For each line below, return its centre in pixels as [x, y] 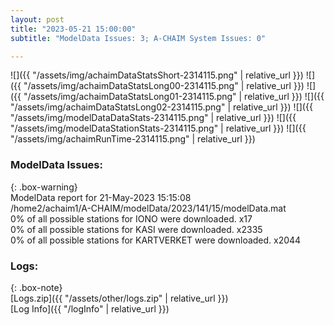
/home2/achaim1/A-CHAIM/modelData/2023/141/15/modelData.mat [148, 208]
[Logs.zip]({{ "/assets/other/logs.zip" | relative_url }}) [119, 298]
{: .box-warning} [44, 187]
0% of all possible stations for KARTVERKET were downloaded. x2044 [156, 240]
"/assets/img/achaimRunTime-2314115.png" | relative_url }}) [133, 139]
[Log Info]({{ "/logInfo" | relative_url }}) [90, 308]
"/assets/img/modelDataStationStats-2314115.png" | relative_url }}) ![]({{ [158, 128]
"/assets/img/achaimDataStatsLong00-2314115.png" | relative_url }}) [164, 86]
